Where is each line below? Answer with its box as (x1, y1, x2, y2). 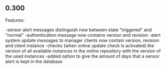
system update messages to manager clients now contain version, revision (5, 37, 159, 43)
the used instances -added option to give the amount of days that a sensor (5, 53, 160, 59)
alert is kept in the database (5, 58, 63, 64)
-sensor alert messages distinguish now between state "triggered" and (5, 27, 152, 33)
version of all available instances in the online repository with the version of (5, 48, 161, 54)
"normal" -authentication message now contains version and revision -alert (5, 32, 161, 38)
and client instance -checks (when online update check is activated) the (5, 42, 154, 49)
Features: (5, 17, 25, 23)
